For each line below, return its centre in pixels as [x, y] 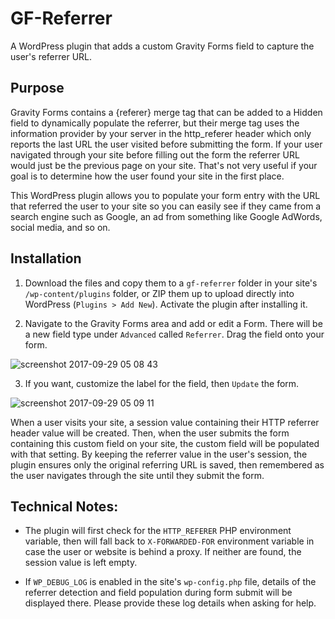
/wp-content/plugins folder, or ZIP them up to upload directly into [159, 293]
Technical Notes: [64, 506]
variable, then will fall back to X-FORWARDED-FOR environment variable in [169, 541]
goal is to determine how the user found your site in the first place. [147, 176]
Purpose [37, 88]
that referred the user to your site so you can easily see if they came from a [166, 206]
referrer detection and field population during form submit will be [158, 593]
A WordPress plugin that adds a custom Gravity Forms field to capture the [162, 46]
